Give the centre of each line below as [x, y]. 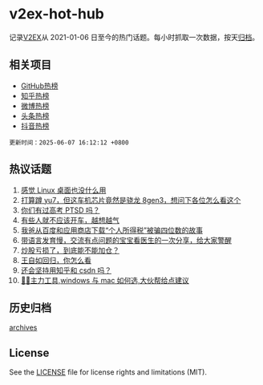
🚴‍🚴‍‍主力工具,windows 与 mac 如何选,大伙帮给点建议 [105, 280]
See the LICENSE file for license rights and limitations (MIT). [108, 372]
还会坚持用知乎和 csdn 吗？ [66, 270]
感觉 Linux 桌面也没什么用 [63, 190]
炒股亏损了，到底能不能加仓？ [70, 250]
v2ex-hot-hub [57, 14]
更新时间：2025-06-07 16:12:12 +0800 [69, 142]
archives [23, 328]
